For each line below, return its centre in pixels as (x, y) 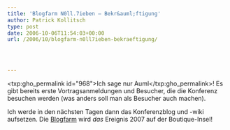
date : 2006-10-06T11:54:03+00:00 (56, 33)
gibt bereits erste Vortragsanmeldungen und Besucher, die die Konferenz (113, 91)
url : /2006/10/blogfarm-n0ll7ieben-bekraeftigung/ (82, 40)
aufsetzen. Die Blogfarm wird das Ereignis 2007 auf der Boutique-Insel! (110, 120)
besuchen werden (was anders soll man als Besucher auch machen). (107, 99)
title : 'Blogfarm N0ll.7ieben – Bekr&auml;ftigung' (84, 14)
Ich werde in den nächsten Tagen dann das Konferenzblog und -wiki (106, 112)
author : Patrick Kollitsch (46, 20)
